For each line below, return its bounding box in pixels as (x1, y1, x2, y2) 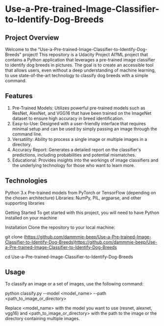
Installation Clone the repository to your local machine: (5, 224, 116, 230)
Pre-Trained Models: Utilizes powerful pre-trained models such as (12, 105, 145, 111)
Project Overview (5, 33, 59, 42)
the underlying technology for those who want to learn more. (12, 162, 135, 168)
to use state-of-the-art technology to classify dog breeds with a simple (5, 73, 148, 78)
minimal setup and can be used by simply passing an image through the (12, 126, 158, 132)
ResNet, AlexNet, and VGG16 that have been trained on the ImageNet (12, 110, 152, 116)
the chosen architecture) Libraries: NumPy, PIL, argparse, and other (5, 195, 141, 201)
